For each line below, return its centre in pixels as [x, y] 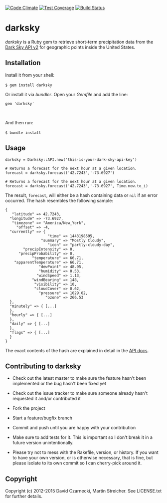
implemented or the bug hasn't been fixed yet [59, 384]
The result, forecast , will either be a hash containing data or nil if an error [82, 195]
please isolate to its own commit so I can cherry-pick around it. [77, 463]
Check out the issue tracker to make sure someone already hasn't [80, 393]
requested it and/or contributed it [46, 399]
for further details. [24, 496]
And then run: [19, 122]
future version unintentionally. [43, 443]
